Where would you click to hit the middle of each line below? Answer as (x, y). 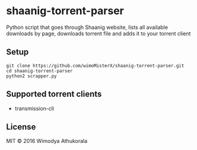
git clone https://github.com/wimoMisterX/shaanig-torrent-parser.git (95, 66)
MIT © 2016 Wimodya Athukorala (47, 141)
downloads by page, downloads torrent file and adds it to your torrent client (99, 33)
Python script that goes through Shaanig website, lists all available (87, 27)
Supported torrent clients (54, 94)
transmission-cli (34, 108)
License (21, 127)
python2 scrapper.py (32, 76)
